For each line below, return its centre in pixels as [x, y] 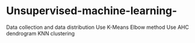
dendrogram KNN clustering [41, 33]
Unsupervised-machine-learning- [92, 11]
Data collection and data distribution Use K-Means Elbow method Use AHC [97, 27]
